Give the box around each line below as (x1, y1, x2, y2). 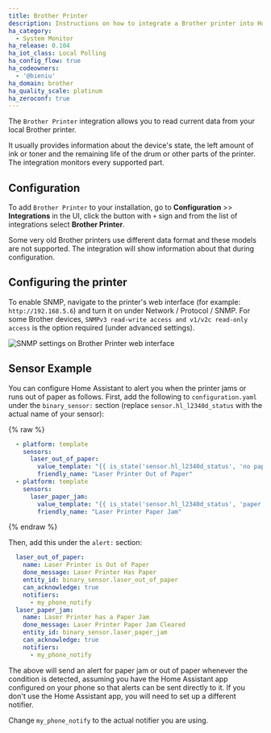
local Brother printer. (8, 125, 77, 135)
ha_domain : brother (8, 79, 74, 87)
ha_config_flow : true (8, 57, 81, 65)
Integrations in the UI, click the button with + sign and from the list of (8, 211, 238, 221)
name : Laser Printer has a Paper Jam (23, 614, 150, 622)
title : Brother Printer (8, 11, 89, 20)
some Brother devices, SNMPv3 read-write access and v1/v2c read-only (8, 314, 248, 323)
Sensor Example (8, 362, 93, 376)
